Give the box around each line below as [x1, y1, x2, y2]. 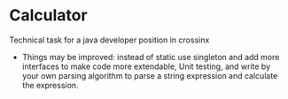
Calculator [9, 5, 88, 26]
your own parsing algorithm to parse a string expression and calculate [21, 70, 278, 80]
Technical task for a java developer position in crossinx [9, 34, 210, 45]
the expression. [21, 80, 79, 90]
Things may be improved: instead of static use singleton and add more [21, 51, 280, 62]
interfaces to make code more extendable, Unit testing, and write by [21, 61, 271, 72]
